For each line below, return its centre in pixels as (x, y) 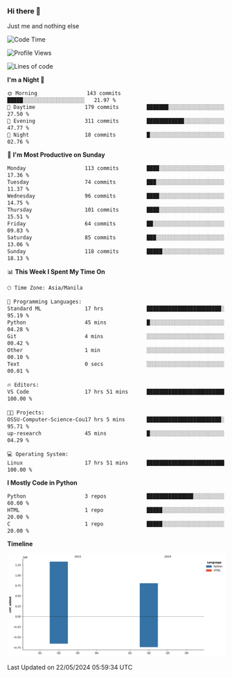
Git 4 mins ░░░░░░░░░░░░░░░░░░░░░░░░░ (116, 337)
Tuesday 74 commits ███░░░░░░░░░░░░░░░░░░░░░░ (116, 182)
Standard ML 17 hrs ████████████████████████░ (116, 309)
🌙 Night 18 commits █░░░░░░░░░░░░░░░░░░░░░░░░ (116, 135)
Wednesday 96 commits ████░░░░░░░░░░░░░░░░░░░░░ (116, 196)
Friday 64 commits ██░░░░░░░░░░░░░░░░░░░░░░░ (116, 224)
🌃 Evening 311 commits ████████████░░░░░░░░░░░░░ (116, 121)
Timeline (20, 544)
